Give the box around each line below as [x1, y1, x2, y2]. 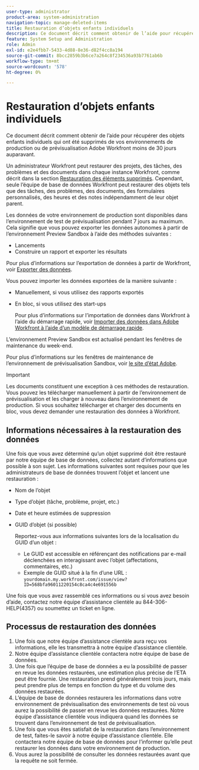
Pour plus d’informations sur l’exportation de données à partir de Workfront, [6, 260, 191, 267]
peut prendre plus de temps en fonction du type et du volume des [14, 681, 176, 688]
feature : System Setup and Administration [6, 36, 113, 42]
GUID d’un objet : [14, 539, 57, 546]
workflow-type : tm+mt [6, 58, 60, 64]
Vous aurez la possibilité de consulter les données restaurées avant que [14, 750, 191, 758]
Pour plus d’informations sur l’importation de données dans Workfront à [14, 312, 190, 319]
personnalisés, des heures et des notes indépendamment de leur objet [6, 194, 179, 201]
